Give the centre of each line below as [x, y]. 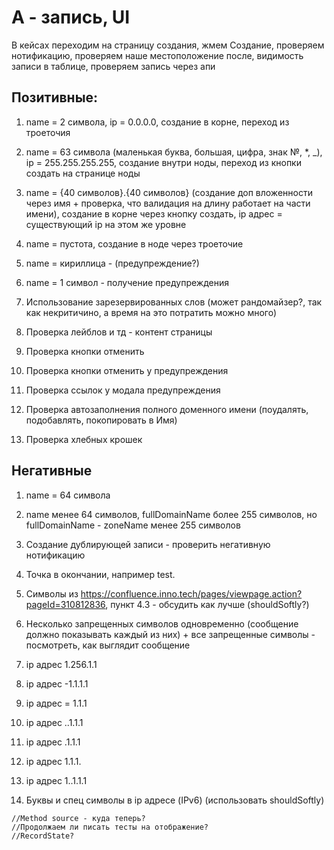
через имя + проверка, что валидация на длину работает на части [168, 203]
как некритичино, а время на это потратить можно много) [151, 312]
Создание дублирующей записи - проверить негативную [148, 544]
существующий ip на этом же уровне [106, 224]
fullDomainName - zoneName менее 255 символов [133, 525]
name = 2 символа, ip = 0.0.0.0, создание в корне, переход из [157, 122]
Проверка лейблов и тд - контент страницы [119, 332]
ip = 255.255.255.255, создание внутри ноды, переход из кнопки [163, 162]
